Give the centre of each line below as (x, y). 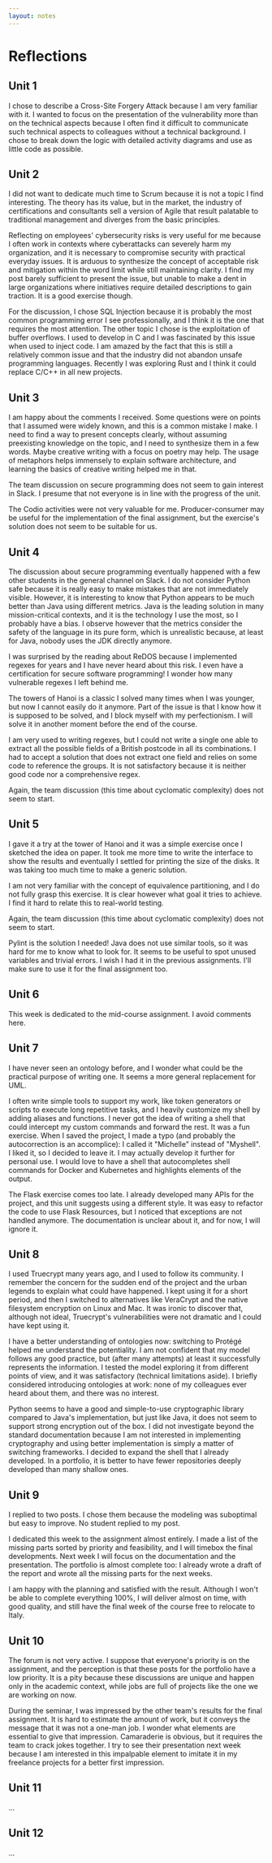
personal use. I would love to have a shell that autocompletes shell (119, 1161)
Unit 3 (24, 398)
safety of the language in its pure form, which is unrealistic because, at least (136, 632)
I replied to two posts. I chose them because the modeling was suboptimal (133, 1515)
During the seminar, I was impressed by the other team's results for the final (135, 1710)
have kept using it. (39, 1326)
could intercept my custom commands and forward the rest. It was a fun (129, 1127)
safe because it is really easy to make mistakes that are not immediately (129, 589)
